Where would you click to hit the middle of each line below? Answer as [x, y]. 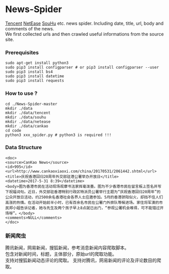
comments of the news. [30, 28]
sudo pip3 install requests [35, 81]
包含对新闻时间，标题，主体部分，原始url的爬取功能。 [61, 254]
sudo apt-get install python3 [37, 63]
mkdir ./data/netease [28, 122]
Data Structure [24, 148]
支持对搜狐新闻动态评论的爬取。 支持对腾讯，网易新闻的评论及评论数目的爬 [83, 260]
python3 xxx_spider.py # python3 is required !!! [59, 135]
